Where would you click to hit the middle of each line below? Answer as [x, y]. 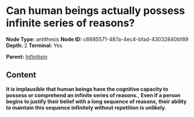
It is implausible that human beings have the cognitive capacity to [87, 89]
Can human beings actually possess [96, 11]
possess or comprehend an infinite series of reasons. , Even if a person [93, 95]
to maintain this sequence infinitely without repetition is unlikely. [86, 107]
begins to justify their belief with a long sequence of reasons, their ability [96, 101]
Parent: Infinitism [27, 56]
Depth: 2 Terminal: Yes [34, 45]
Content [21, 75]
